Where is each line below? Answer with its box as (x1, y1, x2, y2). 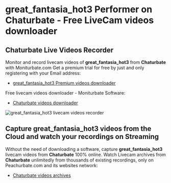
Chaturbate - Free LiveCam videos (5, 14, 154, 26)
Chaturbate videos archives (12, 172, 71, 178)
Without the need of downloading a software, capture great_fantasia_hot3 (5, 146, 163, 152)
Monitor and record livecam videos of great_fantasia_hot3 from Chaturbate (5, 59, 166, 65)
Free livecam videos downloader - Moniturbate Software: (5, 90, 126, 96)
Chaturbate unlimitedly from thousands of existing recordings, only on (5, 157, 154, 163)
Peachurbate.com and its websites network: (5, 162, 98, 168)
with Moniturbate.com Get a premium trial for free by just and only (5, 65, 144, 71)
